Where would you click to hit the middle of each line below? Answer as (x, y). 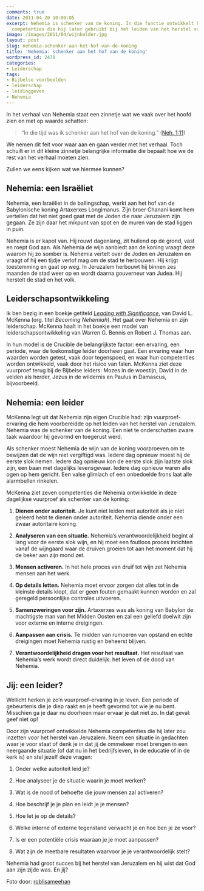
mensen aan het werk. (43, 573)
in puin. (16, 229)
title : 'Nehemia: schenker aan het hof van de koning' (77, 52)
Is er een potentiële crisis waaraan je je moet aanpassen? (87, 840)
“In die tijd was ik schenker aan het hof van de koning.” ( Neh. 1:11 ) (103, 132)
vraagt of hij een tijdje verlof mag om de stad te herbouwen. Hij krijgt (92, 260)
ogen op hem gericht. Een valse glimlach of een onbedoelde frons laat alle (99, 474)
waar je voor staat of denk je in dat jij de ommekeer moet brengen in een (97, 744)
